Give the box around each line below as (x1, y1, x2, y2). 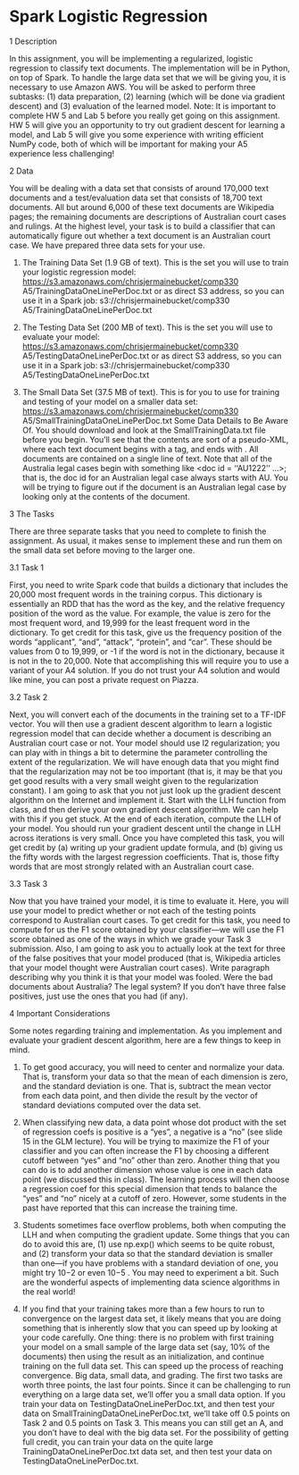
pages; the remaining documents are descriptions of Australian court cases (9, 211, 287, 222)
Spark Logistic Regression (9, 6, 208, 27)
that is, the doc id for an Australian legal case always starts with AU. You (21, 472, 288, 483)
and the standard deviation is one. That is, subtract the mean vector (21, 1080, 272, 1091)
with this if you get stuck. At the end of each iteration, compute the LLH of (9, 813, 282, 824)
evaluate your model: (21, 331, 100, 341)
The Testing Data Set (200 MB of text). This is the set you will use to (21, 322, 274, 333)
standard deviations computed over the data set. (21, 1100, 202, 1110)
